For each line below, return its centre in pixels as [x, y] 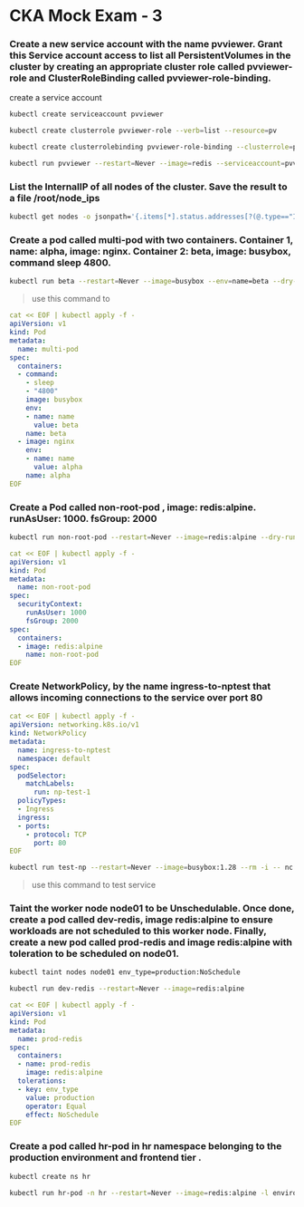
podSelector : [42, 776]
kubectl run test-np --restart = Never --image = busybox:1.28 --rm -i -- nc [152, 868]
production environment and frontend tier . [105, 1158]
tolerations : [42, 1081]
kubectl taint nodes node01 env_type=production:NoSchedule [125, 972]
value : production [60, 1097]
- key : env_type [48, 1089]
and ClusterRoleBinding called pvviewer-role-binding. [150, 78]
